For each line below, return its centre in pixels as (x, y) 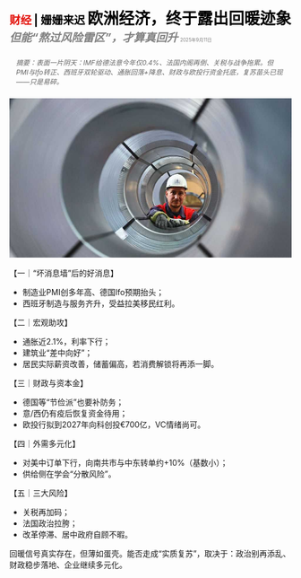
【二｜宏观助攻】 (41, 322)
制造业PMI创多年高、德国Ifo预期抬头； (93, 292)
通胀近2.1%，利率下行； (66, 341)
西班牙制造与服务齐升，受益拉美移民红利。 (101, 303)
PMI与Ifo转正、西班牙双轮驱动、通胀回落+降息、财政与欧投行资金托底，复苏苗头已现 (150, 72)
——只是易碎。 (40, 82)
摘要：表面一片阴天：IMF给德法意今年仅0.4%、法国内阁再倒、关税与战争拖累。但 (145, 63)
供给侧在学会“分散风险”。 (69, 474)
